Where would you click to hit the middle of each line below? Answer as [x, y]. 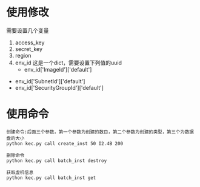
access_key [30, 42]
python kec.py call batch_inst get [51, 178]
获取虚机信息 [20, 172]
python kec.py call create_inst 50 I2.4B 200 [65, 143]
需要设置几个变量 [28, 30]
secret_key [29, 49]
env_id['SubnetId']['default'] [50, 81]
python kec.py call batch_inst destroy [57, 161]
